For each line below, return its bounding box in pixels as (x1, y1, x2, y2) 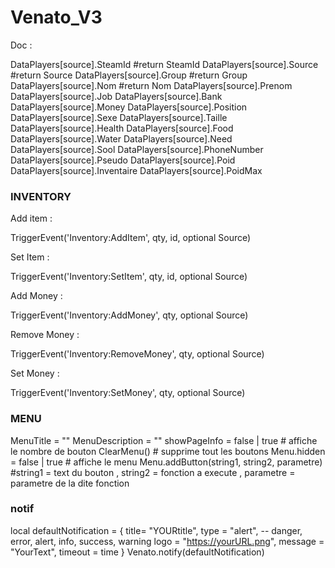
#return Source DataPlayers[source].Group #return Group (10, 69, 248, 81)
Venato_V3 (10, 6, 103, 29)
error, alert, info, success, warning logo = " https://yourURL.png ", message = (10, 535, 325, 547)
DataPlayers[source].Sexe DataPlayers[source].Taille (10, 111, 228, 123)
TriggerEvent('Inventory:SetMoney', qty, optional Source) (10, 387, 246, 399)
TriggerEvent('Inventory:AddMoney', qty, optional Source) (10, 309, 249, 321)
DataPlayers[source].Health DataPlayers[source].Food (10, 122, 234, 134)
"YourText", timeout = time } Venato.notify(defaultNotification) (10, 546, 265, 558)
